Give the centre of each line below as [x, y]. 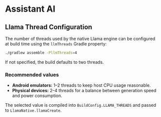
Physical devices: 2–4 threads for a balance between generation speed [84, 91]
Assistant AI [30, 9]
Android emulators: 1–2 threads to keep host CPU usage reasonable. [81, 85]
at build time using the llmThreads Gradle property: [56, 44]
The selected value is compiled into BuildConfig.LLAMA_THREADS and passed [81, 105]
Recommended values [32, 75]
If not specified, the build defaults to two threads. [54, 62]
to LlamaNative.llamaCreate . [33, 110]
